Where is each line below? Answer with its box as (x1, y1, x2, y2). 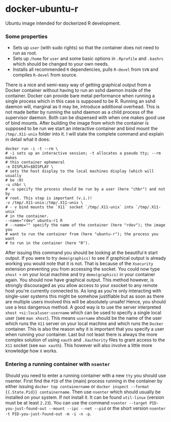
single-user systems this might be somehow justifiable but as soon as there (5, 293, 164, 299)
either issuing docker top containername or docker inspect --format (5, 383, 150, 389)
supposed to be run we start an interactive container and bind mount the (5, 125, 158, 131)
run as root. (12, 50, 37, 56)
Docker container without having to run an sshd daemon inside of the (5, 87, 151, 93)
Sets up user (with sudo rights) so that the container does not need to (12, 45, 159, 51)
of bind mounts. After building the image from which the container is (5, 120, 149, 126)
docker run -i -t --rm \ (5, 146, 58, 151)
